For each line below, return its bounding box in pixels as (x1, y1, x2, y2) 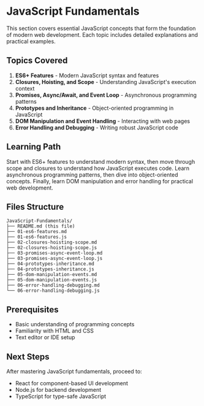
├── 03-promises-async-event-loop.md (6, 250, 103, 256)
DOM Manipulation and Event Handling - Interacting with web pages (15, 117, 191, 124)
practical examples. (6, 37, 56, 45)
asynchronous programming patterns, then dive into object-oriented (6, 170, 179, 178)
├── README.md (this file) (6, 223, 75, 229)
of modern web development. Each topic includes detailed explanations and (6, 31, 198, 38)
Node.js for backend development (15, 386, 102, 393)
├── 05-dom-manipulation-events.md (6, 272, 97, 278)
